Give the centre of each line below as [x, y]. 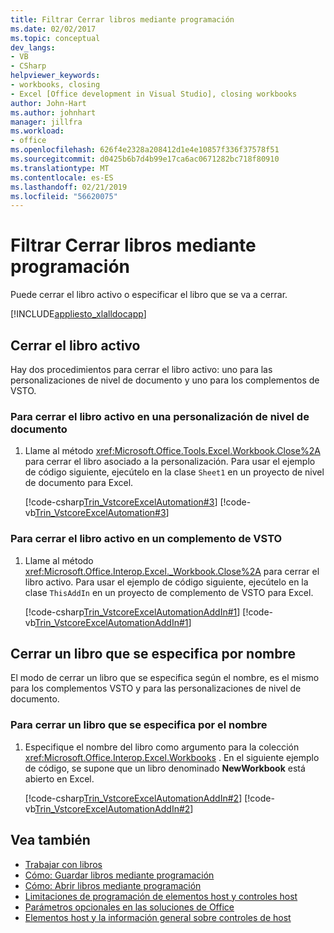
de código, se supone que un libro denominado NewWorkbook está [165, 768]
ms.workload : [37, 131]
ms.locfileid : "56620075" [64, 196]
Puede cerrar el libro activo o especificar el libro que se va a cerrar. [149, 295]
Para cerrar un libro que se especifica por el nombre [139, 725]
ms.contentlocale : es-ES [62, 177]
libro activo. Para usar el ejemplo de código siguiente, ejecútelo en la [166, 582]
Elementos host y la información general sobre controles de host [158, 917]
